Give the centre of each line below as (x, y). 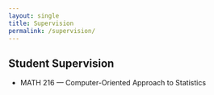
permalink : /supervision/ (52, 31)
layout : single (34, 16)
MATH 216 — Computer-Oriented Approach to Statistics (113, 83)
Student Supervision (61, 63)
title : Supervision (41, 23)
